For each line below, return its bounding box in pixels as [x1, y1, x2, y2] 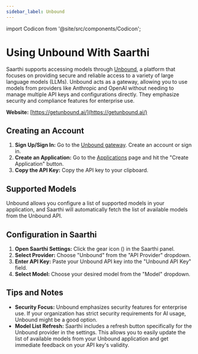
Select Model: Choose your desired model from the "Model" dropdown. [14, 271, 191, 277]
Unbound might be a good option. [14, 316, 98, 323]
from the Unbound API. [6, 212, 62, 220]
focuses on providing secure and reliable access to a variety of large [6, 72, 174, 79]
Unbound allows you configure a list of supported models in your [6, 200, 165, 207]
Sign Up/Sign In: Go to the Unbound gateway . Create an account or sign [14, 141, 192, 148]
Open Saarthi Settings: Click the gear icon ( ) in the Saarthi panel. [14, 245, 175, 252]
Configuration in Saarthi [6, 229, 97, 239]
